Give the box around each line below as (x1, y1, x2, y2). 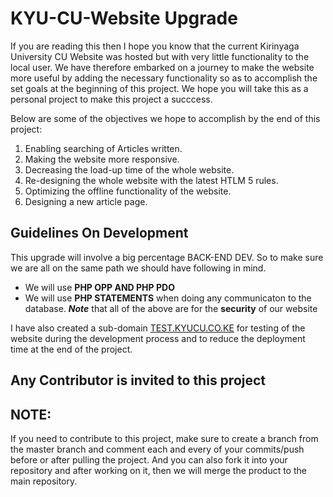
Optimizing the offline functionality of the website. (24, 185, 232, 197)
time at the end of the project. (10, 343, 133, 355)
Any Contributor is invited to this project (10, 372, 267, 389)
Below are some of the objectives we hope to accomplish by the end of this (10, 112, 321, 124)
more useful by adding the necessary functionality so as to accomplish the (10, 72, 318, 84)
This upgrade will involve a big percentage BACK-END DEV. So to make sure (10, 251, 324, 263)
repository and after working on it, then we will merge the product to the (10, 464, 307, 476)
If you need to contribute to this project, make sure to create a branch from (10, 432, 319, 444)
